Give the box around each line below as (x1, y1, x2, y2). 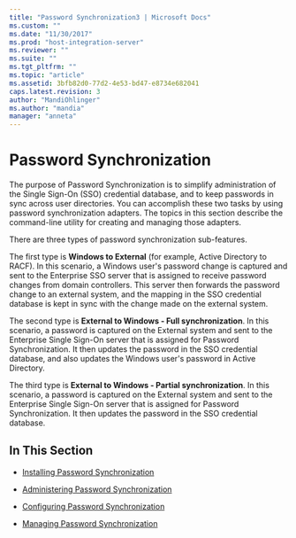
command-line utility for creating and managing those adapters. (9, 217, 241, 228)
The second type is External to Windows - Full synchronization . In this (9, 316, 269, 326)
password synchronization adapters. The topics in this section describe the (9, 207, 284, 218)
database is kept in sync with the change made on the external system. (9, 299, 269, 309)
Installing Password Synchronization (21, 466, 155, 477)
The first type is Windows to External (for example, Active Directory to (9, 252, 268, 262)
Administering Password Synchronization (21, 484, 172, 495)
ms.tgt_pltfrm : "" (9, 63, 77, 72)
